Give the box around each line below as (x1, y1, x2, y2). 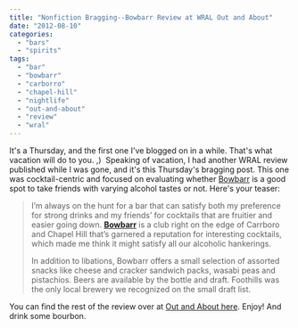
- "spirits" (17, 46, 62, 55)
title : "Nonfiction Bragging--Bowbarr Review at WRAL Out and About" (9, 12, 274, 22)
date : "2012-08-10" (9, 21, 82, 30)
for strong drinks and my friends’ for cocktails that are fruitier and (30, 210, 272, 220)
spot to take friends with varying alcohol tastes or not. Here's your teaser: (9, 184, 281, 193)
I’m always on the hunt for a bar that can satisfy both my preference (30, 201, 281, 210)
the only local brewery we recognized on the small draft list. (30, 284, 252, 294)
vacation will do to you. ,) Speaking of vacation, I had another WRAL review (9, 155, 288, 165)
